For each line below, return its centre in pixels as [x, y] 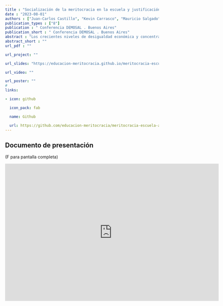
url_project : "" [21, 55]
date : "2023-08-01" [26, 14]
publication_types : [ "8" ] [32, 23]
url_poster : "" [20, 81]
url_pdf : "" [18, 46]
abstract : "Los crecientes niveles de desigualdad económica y [72, 37]
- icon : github [20, 99]
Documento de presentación [49, 145]
